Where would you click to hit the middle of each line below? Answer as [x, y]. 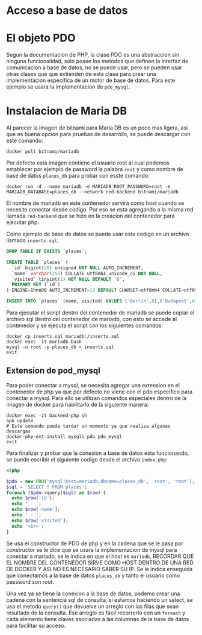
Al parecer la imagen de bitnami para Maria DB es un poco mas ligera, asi [97, 128]
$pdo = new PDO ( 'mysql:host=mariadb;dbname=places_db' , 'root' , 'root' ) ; [101, 481]
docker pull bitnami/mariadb [43, 152]
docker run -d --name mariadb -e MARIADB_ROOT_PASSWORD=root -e [88, 187]
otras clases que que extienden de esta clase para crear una [81, 74]
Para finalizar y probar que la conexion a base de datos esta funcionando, [98, 453]
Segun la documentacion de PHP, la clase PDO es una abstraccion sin [93, 55]
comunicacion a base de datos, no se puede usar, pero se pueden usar [94, 67]
